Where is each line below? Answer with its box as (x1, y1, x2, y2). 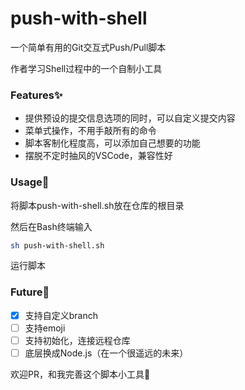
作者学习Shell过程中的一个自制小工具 (10, 62, 163, 74)
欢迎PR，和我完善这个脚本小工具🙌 (10, 368, 151, 380)
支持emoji (24, 322, 66, 334)
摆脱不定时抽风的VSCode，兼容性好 (24, 150, 173, 162)
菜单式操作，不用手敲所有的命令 (24, 125, 157, 137)
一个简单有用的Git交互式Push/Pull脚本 (10, 41, 167, 53)
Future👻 (10, 285, 50, 299)
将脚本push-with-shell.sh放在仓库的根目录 (10, 199, 185, 211)
